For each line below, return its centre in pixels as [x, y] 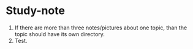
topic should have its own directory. [60, 34]
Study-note [36, 11]
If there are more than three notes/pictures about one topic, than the [101, 28]
